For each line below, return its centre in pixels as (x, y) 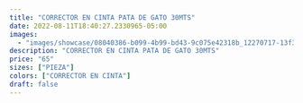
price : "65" (32, 59)
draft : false (34, 84)
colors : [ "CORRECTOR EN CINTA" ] (70, 76)
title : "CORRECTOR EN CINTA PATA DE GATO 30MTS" (102, 17)
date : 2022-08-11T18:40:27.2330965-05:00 (88, 26)
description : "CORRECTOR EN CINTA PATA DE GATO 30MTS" (115, 51)
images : (24, 34)
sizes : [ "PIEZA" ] (42, 68)
